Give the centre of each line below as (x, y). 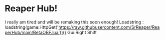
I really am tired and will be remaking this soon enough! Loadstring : (74, 22)
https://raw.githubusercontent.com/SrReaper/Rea (109, 27)
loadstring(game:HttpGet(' (32, 27)
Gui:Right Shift (82, 32)
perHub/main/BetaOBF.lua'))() (36, 32)
